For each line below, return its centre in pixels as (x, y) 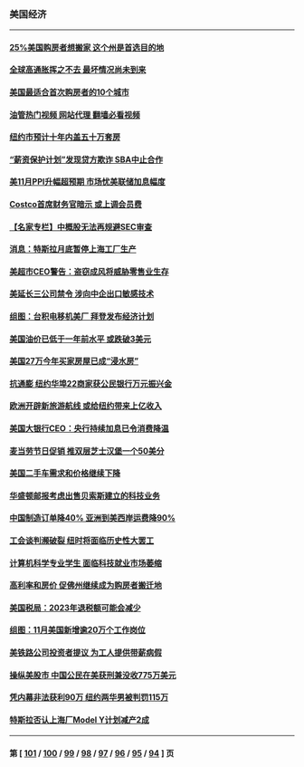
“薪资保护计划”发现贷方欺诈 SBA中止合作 (86, 159)
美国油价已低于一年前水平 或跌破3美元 (81, 339)
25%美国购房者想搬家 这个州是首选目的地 (87, 47)
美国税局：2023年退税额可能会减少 (76, 608)
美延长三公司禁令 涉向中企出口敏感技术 (82, 294)
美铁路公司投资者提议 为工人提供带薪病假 (86, 652)
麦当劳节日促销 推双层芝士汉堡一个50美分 (87, 451)
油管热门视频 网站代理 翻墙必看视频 (75, 114)
